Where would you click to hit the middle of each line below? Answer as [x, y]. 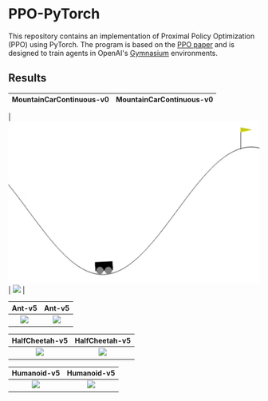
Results [28, 78]
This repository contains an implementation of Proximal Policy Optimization [132, 36]
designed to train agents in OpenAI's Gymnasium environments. [113, 53]
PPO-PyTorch [54, 14]
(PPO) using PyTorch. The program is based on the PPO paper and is [122, 44]
